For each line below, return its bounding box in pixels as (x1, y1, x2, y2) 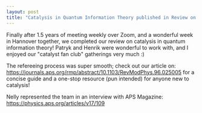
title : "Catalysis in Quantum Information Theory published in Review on (6, 15, 197, 21)
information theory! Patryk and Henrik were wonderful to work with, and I (6, 44, 189, 51)
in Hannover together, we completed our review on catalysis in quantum (6, 37, 186, 45)
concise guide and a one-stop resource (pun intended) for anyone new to (6, 75, 189, 82)
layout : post (6, 8, 39, 15)
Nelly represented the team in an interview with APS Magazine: (6, 93, 163, 100)
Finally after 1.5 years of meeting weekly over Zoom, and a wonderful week (6, 31, 194, 38)
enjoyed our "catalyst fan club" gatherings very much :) (6, 50, 145, 57)
